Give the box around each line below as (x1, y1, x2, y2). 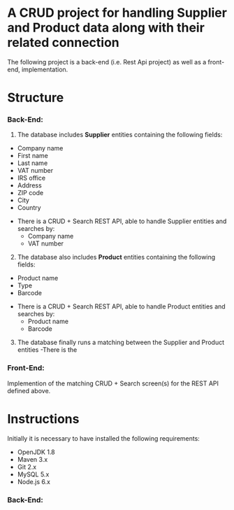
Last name (17, 159, 48, 167)
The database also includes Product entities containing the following (17, 253, 216, 262)
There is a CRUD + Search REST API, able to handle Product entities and (17, 302, 226, 311)
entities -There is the (17, 346, 78, 354)
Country (17, 204, 41, 212)
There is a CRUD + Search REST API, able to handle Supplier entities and (17, 217, 227, 225)
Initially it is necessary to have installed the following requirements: (7, 434, 200, 442)
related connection (7, 35, 120, 50)
